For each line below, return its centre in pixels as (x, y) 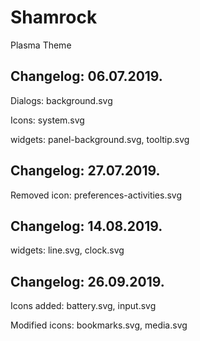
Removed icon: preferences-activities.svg (96, 195)
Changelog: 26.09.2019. (87, 281)
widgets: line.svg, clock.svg (67, 250)
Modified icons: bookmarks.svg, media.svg (99, 325)
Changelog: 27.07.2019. (85, 171)
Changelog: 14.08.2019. (86, 226)
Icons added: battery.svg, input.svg (83, 306)
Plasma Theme (41, 45)
